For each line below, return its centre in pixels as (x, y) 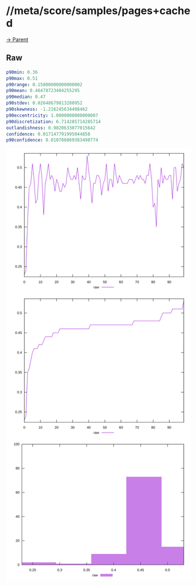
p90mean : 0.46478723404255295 (43, 91)
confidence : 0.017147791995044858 (48, 134)
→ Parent (17, 39)
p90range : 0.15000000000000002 (44, 84)
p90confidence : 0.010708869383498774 (52, 140)
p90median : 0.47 (26, 97)
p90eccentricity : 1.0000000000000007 (52, 115)
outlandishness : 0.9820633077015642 (51, 128)
